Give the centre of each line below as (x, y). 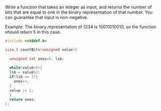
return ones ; (23, 99)
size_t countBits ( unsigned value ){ (41, 50)
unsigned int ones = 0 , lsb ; (37, 59)
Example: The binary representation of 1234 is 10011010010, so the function (81, 27)
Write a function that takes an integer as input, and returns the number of (79, 7)
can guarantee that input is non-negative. (47, 17)
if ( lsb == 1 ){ (24, 77)
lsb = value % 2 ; (25, 73)
